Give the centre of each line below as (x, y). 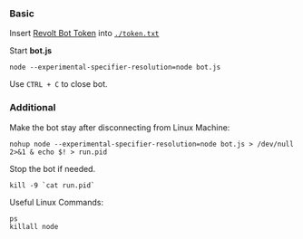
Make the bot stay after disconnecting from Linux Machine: (120, 127)
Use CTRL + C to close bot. (59, 84)
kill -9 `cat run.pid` (52, 185)
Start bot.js (31, 51)
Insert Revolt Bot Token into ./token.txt (84, 33)
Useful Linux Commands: (57, 202)
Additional (33, 108)
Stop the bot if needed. (53, 168)
